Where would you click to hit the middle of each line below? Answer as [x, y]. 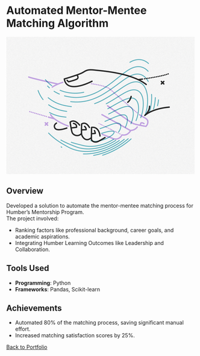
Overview [25, 191]
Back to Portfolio [27, 347]
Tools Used [28, 268]
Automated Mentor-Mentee [77, 11]
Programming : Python [43, 283]
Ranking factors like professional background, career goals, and [94, 230]
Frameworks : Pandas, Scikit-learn [58, 289]
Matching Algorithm [58, 23]
